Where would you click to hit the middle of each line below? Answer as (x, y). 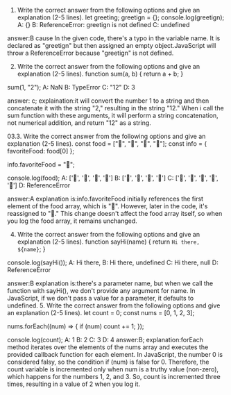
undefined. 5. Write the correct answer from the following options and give (114, 305)
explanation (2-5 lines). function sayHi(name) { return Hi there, (108, 242)
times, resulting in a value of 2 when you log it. (74, 384)
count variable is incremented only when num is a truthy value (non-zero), (113, 369)
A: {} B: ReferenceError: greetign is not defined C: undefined (103, 25)
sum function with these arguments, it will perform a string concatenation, (113, 115)
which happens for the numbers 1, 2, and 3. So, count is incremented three (114, 377)
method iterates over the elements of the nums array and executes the (108, 347)
